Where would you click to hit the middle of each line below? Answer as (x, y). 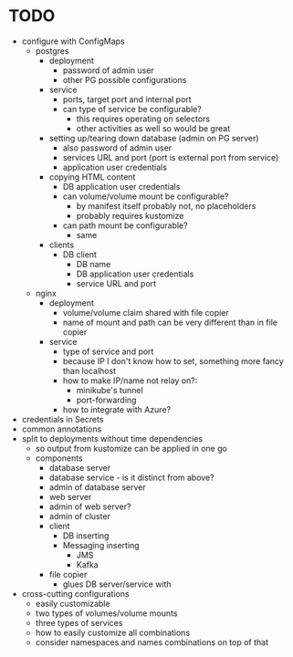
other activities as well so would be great (153, 128)
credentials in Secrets (63, 419)
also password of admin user (117, 148)
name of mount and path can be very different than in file (170, 322)
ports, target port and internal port (127, 99)
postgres (52, 50)
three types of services (79, 622)
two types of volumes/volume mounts (106, 613)
